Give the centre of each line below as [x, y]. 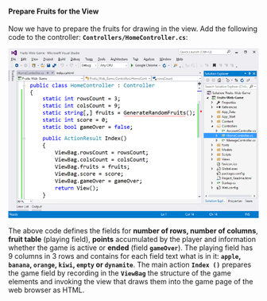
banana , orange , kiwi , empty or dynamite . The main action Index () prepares [130, 265]
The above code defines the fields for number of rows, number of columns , [133, 231]
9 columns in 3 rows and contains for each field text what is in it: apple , [125, 256]
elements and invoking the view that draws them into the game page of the [131, 282]
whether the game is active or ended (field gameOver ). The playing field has [131, 248]
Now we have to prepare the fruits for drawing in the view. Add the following [133, 29]
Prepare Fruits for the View [54, 11]
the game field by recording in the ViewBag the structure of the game [120, 273]
